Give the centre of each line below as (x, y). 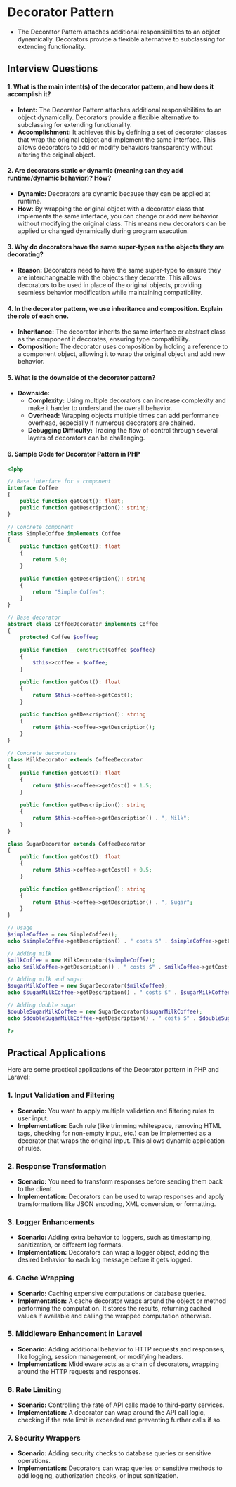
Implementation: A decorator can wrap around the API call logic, (111, 1413)
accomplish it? (29, 94)
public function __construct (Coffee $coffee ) (88, 650)
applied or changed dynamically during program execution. (103, 231)
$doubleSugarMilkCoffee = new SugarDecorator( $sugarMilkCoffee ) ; (105, 1011)
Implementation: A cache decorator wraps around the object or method (122, 1301)
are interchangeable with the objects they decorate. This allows (109, 277)
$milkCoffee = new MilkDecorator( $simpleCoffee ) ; (81, 960)
